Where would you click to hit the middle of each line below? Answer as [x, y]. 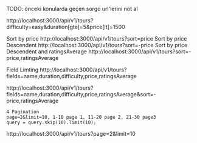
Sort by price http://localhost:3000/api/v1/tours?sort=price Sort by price [97, 38]
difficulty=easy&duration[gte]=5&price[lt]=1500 [66, 27]
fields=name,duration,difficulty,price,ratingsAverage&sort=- [81, 94]
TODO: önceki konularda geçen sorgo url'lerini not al [72, 9]
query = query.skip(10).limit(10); [51, 122]
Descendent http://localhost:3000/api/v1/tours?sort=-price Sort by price [97, 45]
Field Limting [22, 70]
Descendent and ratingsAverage [47, 52]
